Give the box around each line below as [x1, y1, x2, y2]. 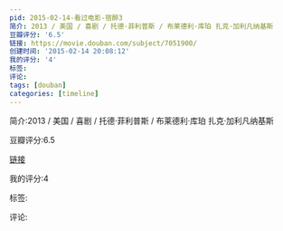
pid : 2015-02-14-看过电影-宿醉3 [9, 13, 124, 23]
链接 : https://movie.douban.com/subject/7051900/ [9, 38, 197, 48]
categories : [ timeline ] [9, 89, 99, 98]
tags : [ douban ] [9, 81, 67, 90]
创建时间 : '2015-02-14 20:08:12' [9, 47, 130, 56]
